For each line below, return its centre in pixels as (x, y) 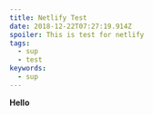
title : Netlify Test (49, 18)
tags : (20, 43)
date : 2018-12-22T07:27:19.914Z (71, 26)
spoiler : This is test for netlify (77, 34)
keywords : (28, 69)
